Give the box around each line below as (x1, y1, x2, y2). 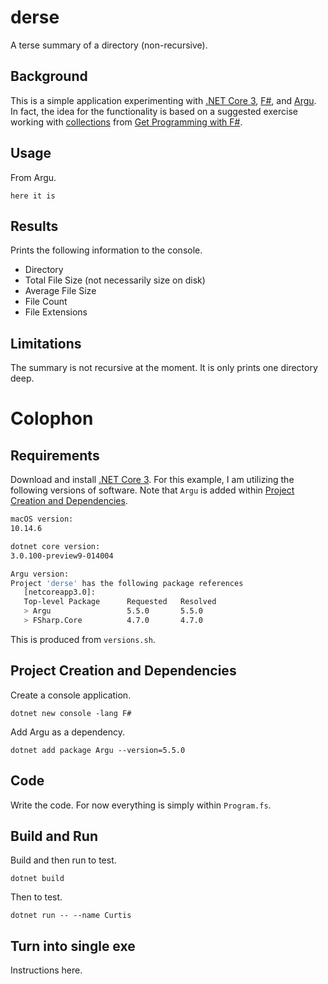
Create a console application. (10, 689, 132, 701)
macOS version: (10, 514, 74, 525)
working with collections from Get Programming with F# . (10, 116, 243, 128)
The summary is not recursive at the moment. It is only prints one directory (10, 362, 318, 374)
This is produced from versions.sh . (10, 633, 156, 645)
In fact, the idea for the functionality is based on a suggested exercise (10, 105, 298, 117)
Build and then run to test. (10, 854, 117, 866)
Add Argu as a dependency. (10, 726, 125, 738)
